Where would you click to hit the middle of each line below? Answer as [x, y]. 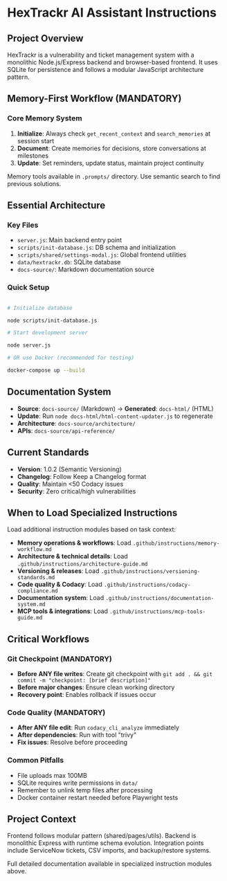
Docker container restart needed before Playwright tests [98, 797]
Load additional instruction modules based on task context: [92, 529]
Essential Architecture [56, 206]
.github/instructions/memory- [176, 544]
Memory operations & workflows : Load [74, 543]
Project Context [42, 819]
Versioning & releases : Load [58, 571]
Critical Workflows [48, 639]
